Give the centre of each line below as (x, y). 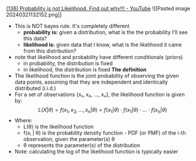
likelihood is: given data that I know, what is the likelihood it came (103, 44)
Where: (23, 120)
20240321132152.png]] (34, 15)
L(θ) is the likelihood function (59, 126)
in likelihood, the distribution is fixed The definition (85, 69)
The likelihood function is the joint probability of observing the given (97, 76)
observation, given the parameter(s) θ (69, 139)
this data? (35, 38)
